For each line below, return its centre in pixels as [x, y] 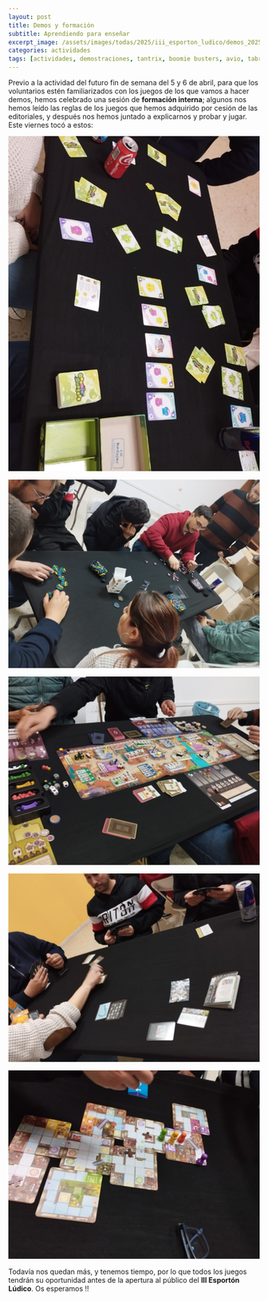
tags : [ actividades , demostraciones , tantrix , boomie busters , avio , [126, 59]
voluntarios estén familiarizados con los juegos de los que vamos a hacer [129, 91]
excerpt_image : [33, 42]
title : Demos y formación [51, 25]
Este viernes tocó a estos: [51, 125]
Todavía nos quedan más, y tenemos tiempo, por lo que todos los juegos [128, 1271]
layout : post [30, 17]
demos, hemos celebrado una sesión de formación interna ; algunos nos [128, 99]
